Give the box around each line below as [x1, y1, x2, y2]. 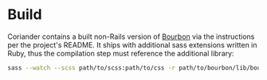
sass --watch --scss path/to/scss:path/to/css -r [7, 63, 176, 72]
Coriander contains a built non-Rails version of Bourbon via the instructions [7, 32, 255, 41]
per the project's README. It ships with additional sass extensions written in [7, 40, 257, 49]
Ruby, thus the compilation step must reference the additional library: [7, 48, 234, 58]
